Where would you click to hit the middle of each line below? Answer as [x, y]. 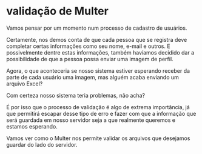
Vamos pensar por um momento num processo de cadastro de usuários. [97, 28]
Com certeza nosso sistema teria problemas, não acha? [76, 95]
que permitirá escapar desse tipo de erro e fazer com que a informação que [101, 113]
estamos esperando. [32, 126]
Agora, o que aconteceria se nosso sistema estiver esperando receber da [98, 70]
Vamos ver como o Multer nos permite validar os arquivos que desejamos [98, 138]
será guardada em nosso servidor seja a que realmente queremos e [91, 120]
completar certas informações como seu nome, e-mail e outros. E [89, 46]
